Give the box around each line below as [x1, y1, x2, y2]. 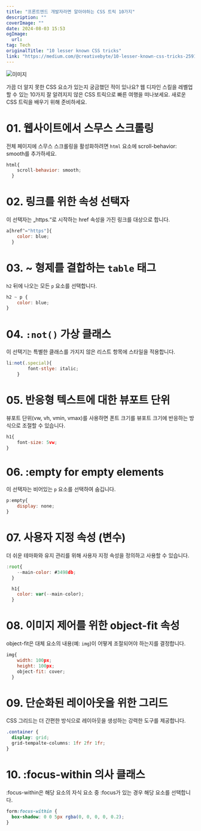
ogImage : [6, 31, 28, 37]
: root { [6, 564, 23, 570]
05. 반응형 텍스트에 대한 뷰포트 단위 [6, 394, 170, 407]
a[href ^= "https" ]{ [6, 228, 52, 234]
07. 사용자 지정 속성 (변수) [6, 531, 126, 545]
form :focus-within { [6, 808, 58, 814]
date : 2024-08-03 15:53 [6, 25, 66, 32]
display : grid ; [11, 735, 50, 741]
